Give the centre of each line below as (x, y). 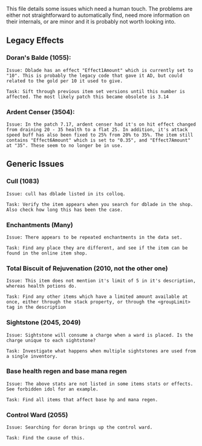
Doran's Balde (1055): (39, 58)
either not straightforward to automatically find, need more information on (98, 15)
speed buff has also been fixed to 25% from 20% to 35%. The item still (100, 135)
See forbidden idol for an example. (52, 389)
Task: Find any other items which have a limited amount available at (97, 297)
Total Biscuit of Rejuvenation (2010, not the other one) (87, 268)
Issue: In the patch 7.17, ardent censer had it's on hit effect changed (101, 124)
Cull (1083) (23, 181)
